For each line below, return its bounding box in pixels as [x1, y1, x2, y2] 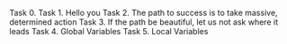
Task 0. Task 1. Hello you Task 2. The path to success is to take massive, [9, 8, 278, 18]
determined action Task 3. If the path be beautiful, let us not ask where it [9, 17, 279, 27]
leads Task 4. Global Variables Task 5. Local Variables [9, 26, 209, 36]
